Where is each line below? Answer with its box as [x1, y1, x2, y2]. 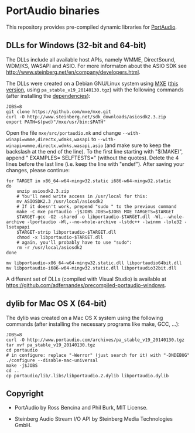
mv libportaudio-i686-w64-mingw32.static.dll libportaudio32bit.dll [6, 265, 177, 271]
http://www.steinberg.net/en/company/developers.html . [6, 69, 141, 76]
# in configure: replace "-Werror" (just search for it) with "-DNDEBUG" [6, 352, 190, 358]
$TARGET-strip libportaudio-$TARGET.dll [16, 229, 117, 235]
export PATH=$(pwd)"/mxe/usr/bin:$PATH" [6, 119, 107, 125]
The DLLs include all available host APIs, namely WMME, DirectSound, [6, 56, 176, 63]
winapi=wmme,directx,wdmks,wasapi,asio [6, 142, 104, 149]
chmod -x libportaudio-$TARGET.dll [16, 234, 104, 240]
